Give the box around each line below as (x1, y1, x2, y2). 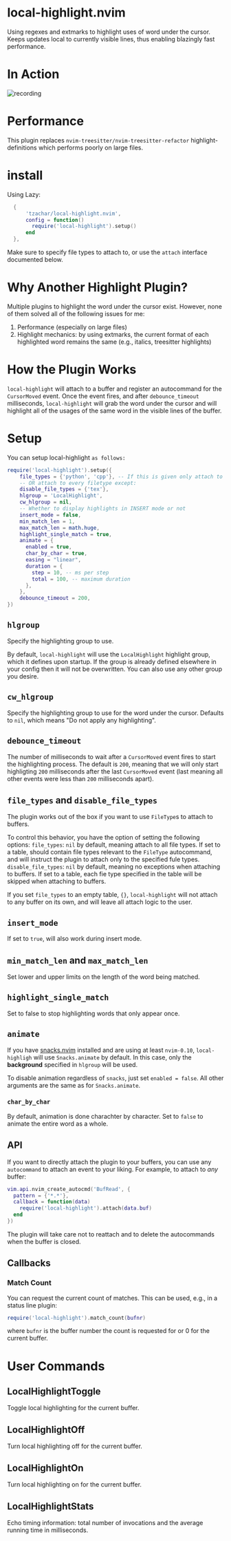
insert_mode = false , (19, 511, 81, 518)
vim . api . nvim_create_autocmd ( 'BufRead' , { (7, 1186, 131, 1192)
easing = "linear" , (25, 557, 81, 563)
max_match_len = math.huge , (19, 524, 100, 531)
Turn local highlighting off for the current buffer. (7, 1442, 143, 1451)
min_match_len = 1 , (19, 518, 76, 525)
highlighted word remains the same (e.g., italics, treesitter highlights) (16, 338, 212, 346)
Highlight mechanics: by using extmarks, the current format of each (16, 330, 210, 338)
